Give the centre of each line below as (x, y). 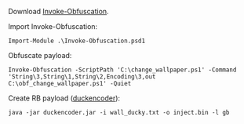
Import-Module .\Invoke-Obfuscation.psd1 (77, 41)
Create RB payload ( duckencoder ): (64, 98)
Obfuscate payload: (40, 55)
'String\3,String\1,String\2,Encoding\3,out (82, 77)
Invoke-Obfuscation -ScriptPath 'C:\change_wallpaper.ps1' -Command (122, 70)
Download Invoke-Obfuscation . (58, 11)
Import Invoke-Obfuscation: (53, 26)
